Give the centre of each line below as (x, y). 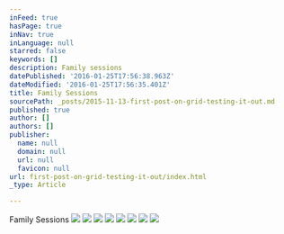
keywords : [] (34, 59)
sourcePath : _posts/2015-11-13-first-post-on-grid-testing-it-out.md (142, 101)
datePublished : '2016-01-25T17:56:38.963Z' (92, 76)
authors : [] (31, 127)
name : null (38, 143)
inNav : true (31, 34)
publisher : (30, 135)
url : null (35, 160)
